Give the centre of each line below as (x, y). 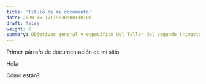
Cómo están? (23, 75)
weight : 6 (19, 29)
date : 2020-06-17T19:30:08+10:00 (49, 18)
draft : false (23, 23)
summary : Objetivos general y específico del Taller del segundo (91, 35)
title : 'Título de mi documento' (49, 12)
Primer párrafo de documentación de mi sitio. (64, 52)
